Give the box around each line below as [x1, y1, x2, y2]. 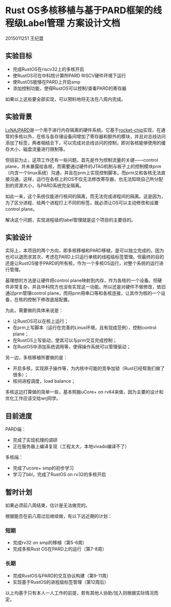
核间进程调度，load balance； [12, 378, 76, 384]
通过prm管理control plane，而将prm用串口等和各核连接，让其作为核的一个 [5, 290, 161, 296]
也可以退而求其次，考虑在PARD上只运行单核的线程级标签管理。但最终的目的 [5, 254, 164, 260]
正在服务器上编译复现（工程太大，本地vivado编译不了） [12, 443, 130, 450]
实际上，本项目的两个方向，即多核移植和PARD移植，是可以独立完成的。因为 [5, 248, 164, 254]
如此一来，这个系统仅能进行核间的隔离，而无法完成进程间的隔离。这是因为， [5, 193, 166, 199]
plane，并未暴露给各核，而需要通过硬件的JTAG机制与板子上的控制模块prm [5, 163, 162, 169]
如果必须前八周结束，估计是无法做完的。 [5, 503, 90, 508]
